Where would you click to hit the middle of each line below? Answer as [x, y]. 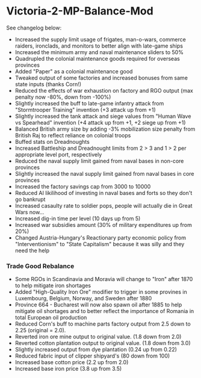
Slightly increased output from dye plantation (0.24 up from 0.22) [96, 350]
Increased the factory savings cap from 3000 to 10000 [83, 186]
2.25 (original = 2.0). [40, 330]
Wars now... [29, 212]
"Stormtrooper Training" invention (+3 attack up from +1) [85, 110]
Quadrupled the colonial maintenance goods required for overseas [97, 58]
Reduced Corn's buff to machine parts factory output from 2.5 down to [103, 324]
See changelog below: [34, 28]
